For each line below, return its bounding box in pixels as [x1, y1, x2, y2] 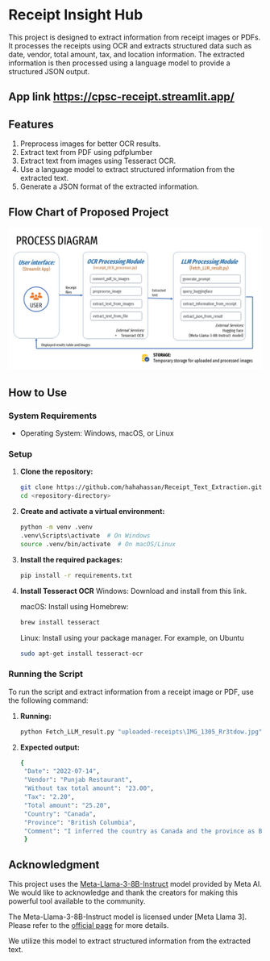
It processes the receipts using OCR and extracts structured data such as [8, 40, 252, 50]
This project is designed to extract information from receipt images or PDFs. [8, 32, 261, 42]
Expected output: [19, 742, 81, 752]
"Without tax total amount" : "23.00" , [23, 784, 155, 792]
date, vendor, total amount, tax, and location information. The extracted [8, 49, 245, 59]
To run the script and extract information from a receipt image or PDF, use [8, 687, 254, 696]
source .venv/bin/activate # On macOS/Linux [19, 540, 176, 548]
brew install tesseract [19, 618, 101, 626]
